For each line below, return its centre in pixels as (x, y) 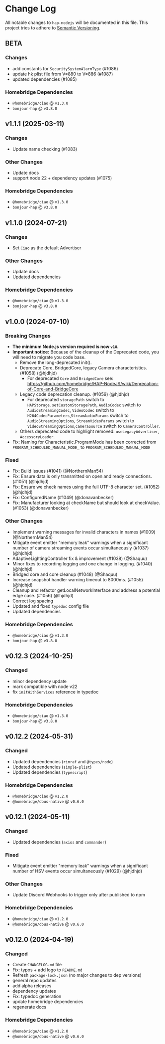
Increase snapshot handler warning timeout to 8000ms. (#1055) (78, 579)
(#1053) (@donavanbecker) (41, 508)
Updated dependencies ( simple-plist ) (52, 767)
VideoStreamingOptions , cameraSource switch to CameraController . (93, 426)
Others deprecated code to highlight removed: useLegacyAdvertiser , (90, 431)
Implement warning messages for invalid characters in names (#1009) (84, 532)
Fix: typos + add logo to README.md (47, 970)
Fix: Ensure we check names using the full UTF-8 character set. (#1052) (86, 487)
